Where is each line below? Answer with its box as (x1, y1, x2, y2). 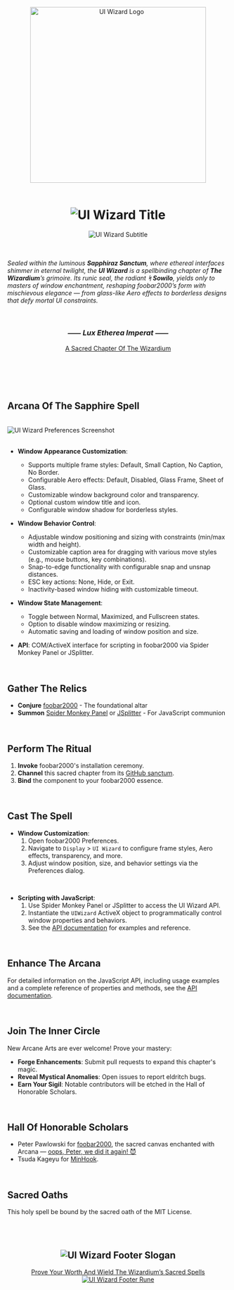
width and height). (27, 540, 82, 549)
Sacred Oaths (7, 1189, 69, 1201)
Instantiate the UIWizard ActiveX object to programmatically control (27, 908, 222, 917)
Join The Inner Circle (7, 1026, 100, 1037)
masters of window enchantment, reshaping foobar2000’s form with (7, 281, 206, 290)
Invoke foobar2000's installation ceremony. (17, 762, 145, 770)
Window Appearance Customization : (17, 447, 128, 456)
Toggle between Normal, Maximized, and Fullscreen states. (27, 613, 200, 621)
